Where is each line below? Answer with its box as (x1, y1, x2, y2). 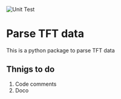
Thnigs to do (6, 64, 55, 75)
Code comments (15, 80, 57, 88)
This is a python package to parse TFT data (6, 46, 115, 54)
